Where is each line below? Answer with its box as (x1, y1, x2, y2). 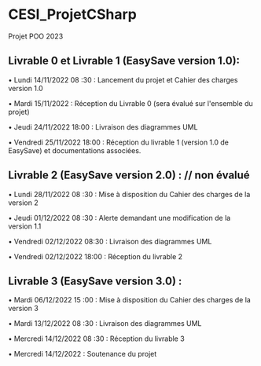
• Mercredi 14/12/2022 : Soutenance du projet (8, 350, 157, 359)
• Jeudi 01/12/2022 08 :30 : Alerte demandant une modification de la (8, 213, 231, 222)
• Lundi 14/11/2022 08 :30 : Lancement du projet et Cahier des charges (8, 75, 238, 84)
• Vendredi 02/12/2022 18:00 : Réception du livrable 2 (8, 251, 183, 261)
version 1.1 (8, 221, 42, 231)
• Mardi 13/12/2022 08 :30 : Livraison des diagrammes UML (8, 319, 202, 328)
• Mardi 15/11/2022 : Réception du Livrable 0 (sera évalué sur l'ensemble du (8, 98, 253, 108)
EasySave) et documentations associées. (8, 145, 142, 155)
